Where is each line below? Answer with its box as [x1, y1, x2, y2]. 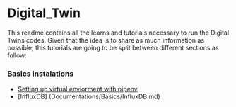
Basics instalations [7, 69, 74, 79]
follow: [7, 51, 27, 60]
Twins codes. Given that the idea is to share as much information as [7, 35, 205, 44]
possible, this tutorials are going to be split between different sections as [7, 43, 219, 52]
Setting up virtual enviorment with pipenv [17, 85, 138, 94]
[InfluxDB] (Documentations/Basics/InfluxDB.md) [17, 92, 160, 101]
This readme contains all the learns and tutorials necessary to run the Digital [7, 28, 230, 37]
